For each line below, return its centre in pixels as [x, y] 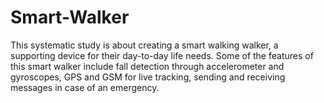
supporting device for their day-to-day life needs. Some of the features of [162, 55]
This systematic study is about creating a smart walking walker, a [144, 45]
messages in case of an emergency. [85, 87]
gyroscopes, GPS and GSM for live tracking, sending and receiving [148, 77]
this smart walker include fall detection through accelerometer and [147, 66]
